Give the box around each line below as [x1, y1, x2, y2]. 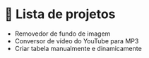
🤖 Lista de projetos [4, 6, 116, 22]
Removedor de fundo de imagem [14, 29, 111, 38]
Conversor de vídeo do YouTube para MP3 [14, 36, 139, 45]
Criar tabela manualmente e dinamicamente [14, 44, 142, 52]
